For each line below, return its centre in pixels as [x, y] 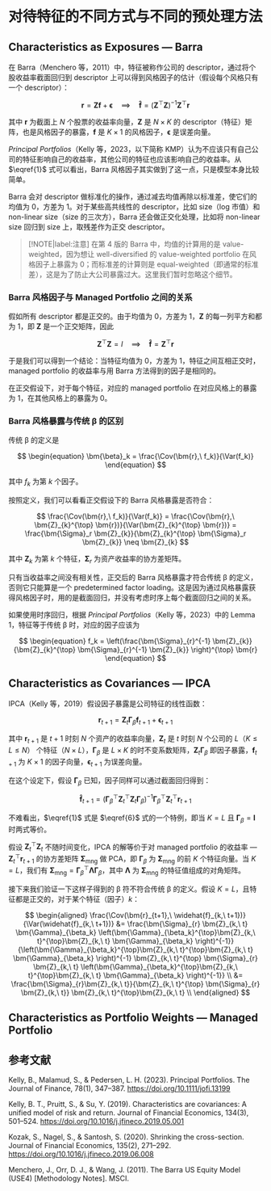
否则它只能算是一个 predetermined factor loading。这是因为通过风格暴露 [129, 587]
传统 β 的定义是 [34, 440]
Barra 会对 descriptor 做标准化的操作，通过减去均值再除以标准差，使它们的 [133, 196]
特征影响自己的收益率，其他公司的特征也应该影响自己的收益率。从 [132, 159]
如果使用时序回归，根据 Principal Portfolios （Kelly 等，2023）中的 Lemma [132, 614]
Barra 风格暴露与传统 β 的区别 [66, 421]
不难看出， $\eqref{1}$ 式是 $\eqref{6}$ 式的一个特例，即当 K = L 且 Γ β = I [132, 819]
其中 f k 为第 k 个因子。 [46, 482]
